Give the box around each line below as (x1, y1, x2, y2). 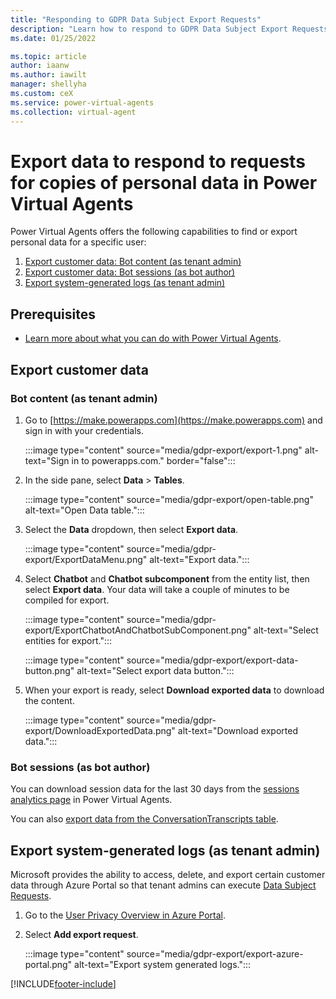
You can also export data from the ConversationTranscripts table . (10, 813, 279, 825)
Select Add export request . (24, 929, 139, 941)
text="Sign (24, 454, 70, 466)
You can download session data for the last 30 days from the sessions (10, 783, 300, 795)
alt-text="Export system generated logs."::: (74, 959, 252, 971)
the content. (24, 694, 75, 706)
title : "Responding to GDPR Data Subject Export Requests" (10, 14, 262, 25)
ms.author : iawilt (10, 70, 87, 80)
